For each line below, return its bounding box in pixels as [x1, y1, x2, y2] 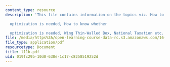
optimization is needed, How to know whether [10, 21, 108, 26]
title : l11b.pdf [5, 49, 39, 54]
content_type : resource [5, 7, 56, 13]
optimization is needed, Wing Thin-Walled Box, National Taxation [10, 30, 153, 36]
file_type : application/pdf [5, 40, 65, 45]
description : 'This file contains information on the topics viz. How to [5, 12, 164, 17]
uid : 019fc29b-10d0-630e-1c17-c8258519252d [5, 54, 99, 59]
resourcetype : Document [5, 45, 56, 50]
